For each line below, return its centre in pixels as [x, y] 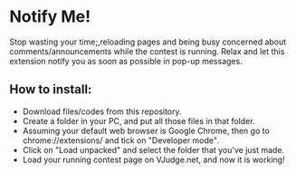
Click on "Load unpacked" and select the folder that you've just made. [153, 150]
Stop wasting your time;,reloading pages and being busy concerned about [148, 42]
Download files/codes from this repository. [102, 111]
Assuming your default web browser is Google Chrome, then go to [146, 130]
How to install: [51, 89]
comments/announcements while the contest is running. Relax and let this [147, 51]
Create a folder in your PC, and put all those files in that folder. [138, 121]
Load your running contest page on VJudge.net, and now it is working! [153, 159]
